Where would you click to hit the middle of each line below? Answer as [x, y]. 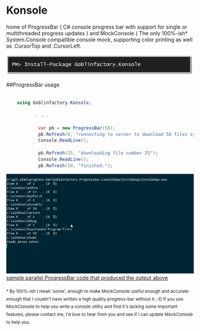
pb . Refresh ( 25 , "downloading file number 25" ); [98, 153]
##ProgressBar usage [33, 85]
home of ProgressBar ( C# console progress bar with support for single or [97, 27]
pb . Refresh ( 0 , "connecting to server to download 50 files [112, 134]
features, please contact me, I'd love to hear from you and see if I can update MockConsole [100, 315]
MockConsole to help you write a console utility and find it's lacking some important [92, 307]
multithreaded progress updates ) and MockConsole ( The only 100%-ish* [97, 33]
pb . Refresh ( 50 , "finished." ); [75, 165]
